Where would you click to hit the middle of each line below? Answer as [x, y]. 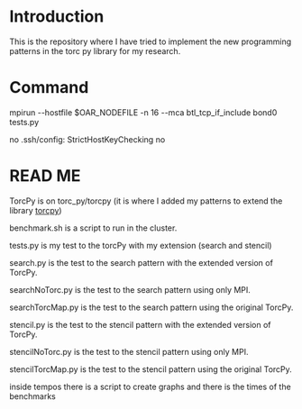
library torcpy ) [36, 210]
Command [49, 88]
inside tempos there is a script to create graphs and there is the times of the [150, 386]
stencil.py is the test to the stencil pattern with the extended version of [141, 324]
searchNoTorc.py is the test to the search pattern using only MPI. [130, 289]
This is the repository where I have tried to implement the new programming [151, 41]
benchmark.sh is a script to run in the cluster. [93, 228]
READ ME [45, 176]
